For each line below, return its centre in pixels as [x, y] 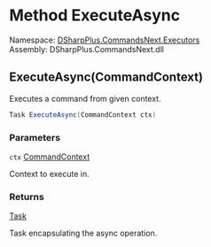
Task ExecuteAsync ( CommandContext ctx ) [83, 115]
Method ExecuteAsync [94, 15]
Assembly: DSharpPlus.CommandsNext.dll [86, 49]
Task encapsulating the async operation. [83, 233]
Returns [27, 197]
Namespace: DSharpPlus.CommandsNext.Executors [105, 40]
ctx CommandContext [50, 157]
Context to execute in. [50, 174]
